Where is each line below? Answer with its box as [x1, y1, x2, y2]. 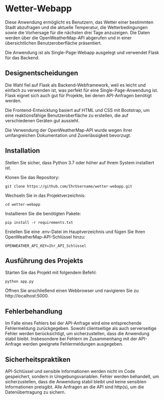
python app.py [5, 279, 34, 284]
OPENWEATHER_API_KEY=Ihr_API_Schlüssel [5, 243, 87, 248]
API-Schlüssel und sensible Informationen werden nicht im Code [5, 369, 136, 374]
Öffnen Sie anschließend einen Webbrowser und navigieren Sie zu [5, 288, 139, 293]
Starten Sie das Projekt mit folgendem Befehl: [5, 269, 97, 275]
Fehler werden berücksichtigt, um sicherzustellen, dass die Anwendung [5, 331, 150, 337]
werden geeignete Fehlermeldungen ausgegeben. [22, 341, 123, 347]
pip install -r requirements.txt [5, 220, 73, 225]
